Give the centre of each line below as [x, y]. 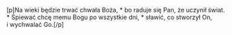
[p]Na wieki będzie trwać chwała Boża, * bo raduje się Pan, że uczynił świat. [116, 10]
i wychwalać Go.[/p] [35, 24]
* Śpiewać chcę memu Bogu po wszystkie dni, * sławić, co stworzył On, [109, 17]
